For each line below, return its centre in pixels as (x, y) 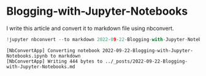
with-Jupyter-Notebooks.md (41, 66)
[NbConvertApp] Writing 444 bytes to (55, 61)
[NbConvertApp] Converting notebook (53, 50)
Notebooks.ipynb (27, 56)
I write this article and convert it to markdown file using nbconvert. (90, 28)
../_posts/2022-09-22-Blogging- (147, 61)
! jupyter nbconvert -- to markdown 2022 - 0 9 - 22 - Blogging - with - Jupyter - (97, 39)
